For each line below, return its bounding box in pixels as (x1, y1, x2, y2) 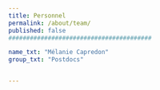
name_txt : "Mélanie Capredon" (8, 49, 110, 57)
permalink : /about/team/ (8, 19, 91, 27)
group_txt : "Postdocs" (8, 56, 84, 64)
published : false (8, 26, 66, 34)
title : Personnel (8, 11, 66, 20)
